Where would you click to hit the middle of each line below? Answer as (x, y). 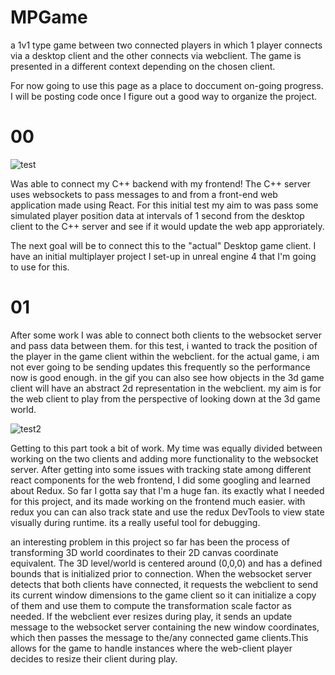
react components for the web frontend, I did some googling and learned (160, 480)
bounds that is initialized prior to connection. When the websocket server (161, 573)
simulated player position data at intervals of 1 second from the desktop (157, 215)
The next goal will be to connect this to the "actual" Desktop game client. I (163, 245)
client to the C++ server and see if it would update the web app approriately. (167, 226)
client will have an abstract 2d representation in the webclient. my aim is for (166, 388)
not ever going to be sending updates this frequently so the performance (160, 367)
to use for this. (40, 267)
